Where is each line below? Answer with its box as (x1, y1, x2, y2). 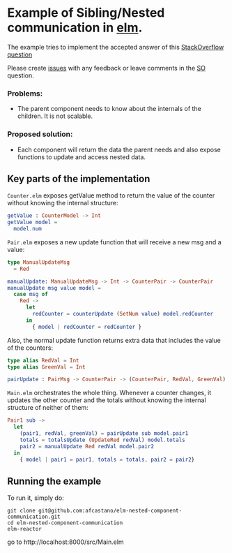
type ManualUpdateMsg (7, 258, 70, 266)
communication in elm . (7, 20, 143, 36)
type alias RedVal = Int (7, 357, 79, 364)
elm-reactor (7, 526, 42, 533)
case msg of (13, 291, 49, 298)
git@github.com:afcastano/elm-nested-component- (38, 508, 183, 515)
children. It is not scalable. (17, 112, 93, 120)
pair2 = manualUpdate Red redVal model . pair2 (20, 443, 155, 450)
